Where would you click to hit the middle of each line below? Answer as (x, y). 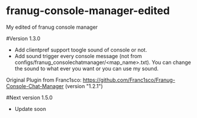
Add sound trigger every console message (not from (78, 56)
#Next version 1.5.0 (29, 97)
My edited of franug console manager (52, 27)
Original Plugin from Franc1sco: (44, 80)
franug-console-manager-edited (88, 11)
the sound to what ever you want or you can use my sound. (86, 68)
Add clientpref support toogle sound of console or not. (81, 50)
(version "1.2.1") (84, 86)
